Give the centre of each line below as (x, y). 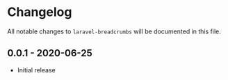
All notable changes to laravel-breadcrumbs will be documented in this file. (114, 31)
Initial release (36, 70)
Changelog (40, 12)
